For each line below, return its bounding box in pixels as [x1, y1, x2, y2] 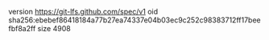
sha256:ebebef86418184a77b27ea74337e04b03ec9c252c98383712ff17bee [8, 15, 261, 25]
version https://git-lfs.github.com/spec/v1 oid [8, 7, 159, 16]
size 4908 [37, 24, 71, 33]
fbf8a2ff [8, 24, 36, 33]
